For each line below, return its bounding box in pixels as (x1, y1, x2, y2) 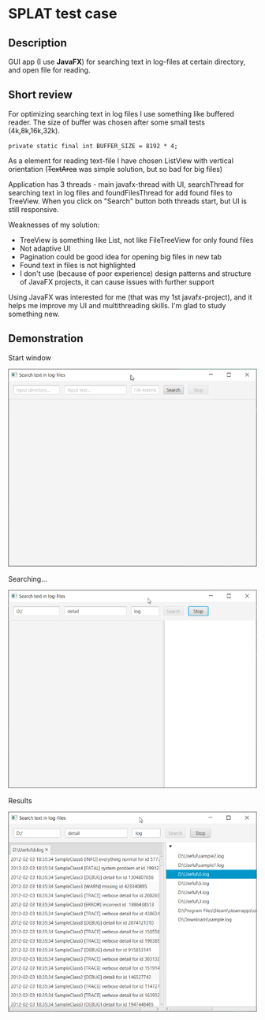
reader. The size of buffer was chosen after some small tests (8, 117, 205, 127)
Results (8, 795, 33, 805)
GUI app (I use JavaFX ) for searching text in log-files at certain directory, (8, 57, 246, 66)
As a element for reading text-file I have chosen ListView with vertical (8, 155, 234, 166)
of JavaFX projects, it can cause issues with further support (19, 277, 215, 286)
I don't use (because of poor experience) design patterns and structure (19, 269, 252, 278)
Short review (8, 88, 73, 102)
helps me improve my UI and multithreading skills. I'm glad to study (8, 300, 226, 310)
